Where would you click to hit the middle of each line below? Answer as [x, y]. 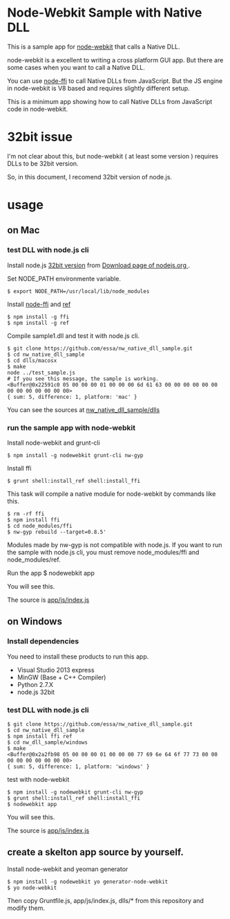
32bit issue [40, 137]
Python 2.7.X [35, 684]
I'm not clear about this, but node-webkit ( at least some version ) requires [113, 156]
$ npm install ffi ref [40, 737]
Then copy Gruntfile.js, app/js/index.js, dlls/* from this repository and [105, 900]
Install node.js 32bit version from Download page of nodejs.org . [98, 265]
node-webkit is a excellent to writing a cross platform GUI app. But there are [115, 60]
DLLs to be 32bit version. [43, 163]
